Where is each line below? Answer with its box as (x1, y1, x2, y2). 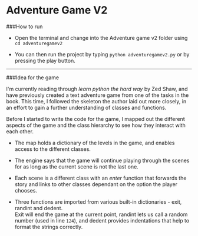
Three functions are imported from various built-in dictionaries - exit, (14, 198, 182, 205)
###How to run (6, 23, 43, 30)
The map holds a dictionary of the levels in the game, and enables (14, 139, 175, 146)
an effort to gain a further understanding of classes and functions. (6, 104, 167, 111)
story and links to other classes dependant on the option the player (14, 180, 178, 188)
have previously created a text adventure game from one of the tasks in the (6, 92, 189, 99)
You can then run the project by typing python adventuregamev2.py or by (14, 50, 190, 58)
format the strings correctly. (14, 223, 83, 230)
